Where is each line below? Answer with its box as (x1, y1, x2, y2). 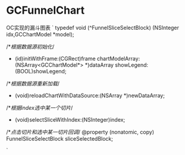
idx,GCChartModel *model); (6, 30, 74, 38)
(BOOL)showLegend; (14, 67, 67, 75)
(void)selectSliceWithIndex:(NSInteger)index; (14, 116, 126, 123)
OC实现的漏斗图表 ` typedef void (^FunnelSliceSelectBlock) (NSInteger (6, 24, 180, 31)
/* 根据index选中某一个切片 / (6, 104, 73, 111)
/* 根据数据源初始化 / (6, 43, 55, 50)
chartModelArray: (97, 55, 140, 62)
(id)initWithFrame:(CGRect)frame (14, 55, 96, 62)
